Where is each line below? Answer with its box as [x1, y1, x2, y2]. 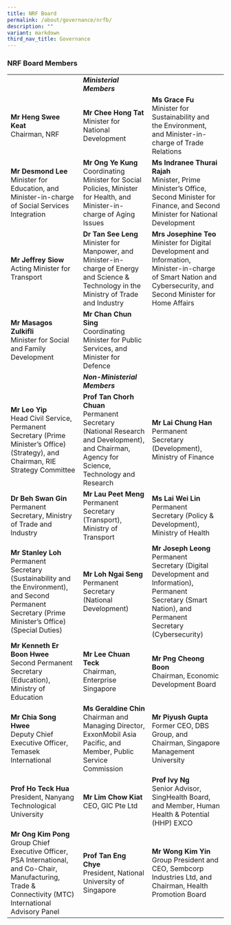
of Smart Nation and [151, 273, 217, 282]
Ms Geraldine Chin [82, 704, 146, 714]
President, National [82, 869, 144, 878]
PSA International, [10, 855, 69, 865]
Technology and [82, 470, 135, 479]
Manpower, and [82, 247, 134, 256]
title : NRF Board [7, 10, 57, 17]
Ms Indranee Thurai [151, 158, 218, 167]
